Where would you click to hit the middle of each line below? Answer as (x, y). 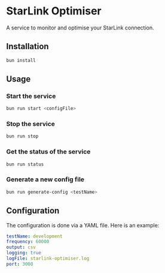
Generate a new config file (45, 179)
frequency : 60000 (28, 242)
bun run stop (22, 136)
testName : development (34, 236)
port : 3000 (20, 264)
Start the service (31, 96)
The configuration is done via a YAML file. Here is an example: (83, 225)
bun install (21, 60)
